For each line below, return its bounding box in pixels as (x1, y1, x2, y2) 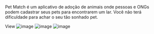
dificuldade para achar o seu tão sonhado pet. (5, 14, 98, 20)
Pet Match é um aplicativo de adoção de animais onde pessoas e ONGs (5, 4, 150, 10)
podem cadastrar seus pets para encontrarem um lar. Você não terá (5, 9, 142, 15)
